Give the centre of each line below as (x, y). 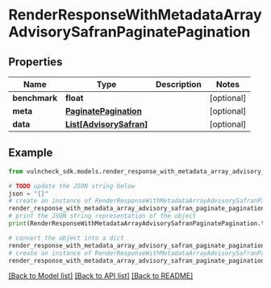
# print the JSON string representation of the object (102, 216)
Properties (35, 62)
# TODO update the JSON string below (72, 186)
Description (179, 84)
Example (31, 153)
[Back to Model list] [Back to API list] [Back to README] (101, 276)
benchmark (35, 98)
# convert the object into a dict (67, 238)
